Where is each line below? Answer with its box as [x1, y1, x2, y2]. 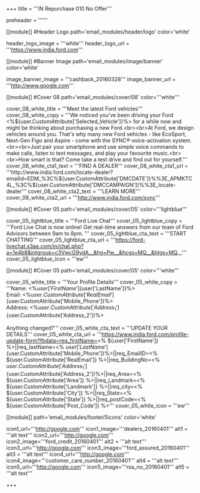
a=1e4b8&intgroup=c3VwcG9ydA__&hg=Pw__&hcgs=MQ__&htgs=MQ [6, 249, 177, 256]
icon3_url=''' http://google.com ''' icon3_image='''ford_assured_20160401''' [6, 444, 190, 451]
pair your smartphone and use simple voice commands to [42, 143, 184, 150]
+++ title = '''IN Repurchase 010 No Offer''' [6, 5, 112, 12]
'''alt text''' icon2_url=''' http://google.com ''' [6, 431, 113, 439]
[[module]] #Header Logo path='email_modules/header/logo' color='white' [6, 28, 190, 35]
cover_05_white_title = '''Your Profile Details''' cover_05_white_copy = [6, 278, 178, 286]
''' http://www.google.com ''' [6, 82, 74, 89]
